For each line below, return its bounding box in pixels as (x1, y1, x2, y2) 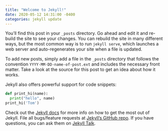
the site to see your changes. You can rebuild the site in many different (17, 35, 163, 41)
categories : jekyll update (5, 16, 62, 21)
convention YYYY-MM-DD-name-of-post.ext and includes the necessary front (5, 61, 160, 67)
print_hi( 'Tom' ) (5, 100, 39, 105)
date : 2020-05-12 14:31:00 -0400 (5, 12, 75, 17)
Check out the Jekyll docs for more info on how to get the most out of (5, 109, 150, 115)
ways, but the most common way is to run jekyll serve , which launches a (5, 41, 159, 47)
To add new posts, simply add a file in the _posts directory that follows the (5, 56, 159, 62)
